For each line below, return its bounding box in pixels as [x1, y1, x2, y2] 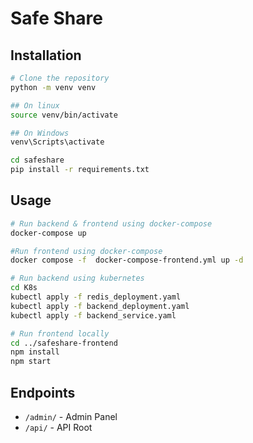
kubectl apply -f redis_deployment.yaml [10, 292, 182, 302]
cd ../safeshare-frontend [10, 338, 118, 348]
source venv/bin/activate [10, 110, 118, 120]
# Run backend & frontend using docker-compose [10, 218, 213, 229]
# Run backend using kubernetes [10, 273, 145, 284]
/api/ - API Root [24, 422, 93, 433]
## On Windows [10, 128, 70, 138]
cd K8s [10, 283, 38, 293]
